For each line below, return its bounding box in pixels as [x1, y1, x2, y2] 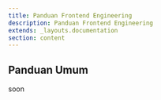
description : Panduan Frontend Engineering [8, 19, 154, 27]
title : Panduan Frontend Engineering [8, 11, 133, 20]
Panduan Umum [8, 63, 88, 76]
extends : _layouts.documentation [8, 26, 118, 34]
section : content [8, 33, 66, 42]
